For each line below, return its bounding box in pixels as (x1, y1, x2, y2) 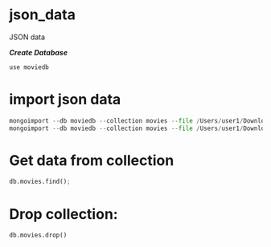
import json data (9, 91, 121, 108)
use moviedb (9, 63, 49, 71)
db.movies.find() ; (9, 178, 71, 186)
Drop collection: (9, 204, 119, 223)
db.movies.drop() (9, 231, 68, 240)
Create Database (9, 47, 68, 57)
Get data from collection (9, 151, 175, 169)
